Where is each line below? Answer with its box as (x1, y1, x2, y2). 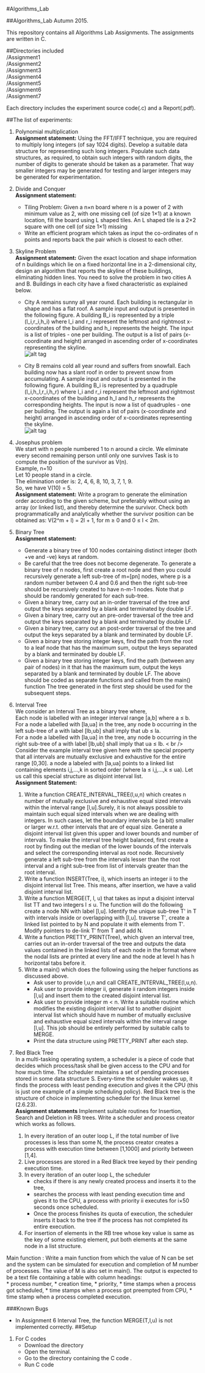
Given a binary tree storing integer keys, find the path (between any (24, 657, 195, 664)
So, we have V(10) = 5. (15, 485, 72, 491)
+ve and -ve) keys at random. (24, 553, 99, 560)
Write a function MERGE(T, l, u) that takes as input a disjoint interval (24, 895, 195, 902)
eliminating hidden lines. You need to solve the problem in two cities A (15, 274, 192, 281)
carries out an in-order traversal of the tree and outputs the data (24, 940, 186, 947)
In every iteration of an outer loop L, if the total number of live (24, 1132, 179, 1139)
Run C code (24, 1361, 54, 1368)
